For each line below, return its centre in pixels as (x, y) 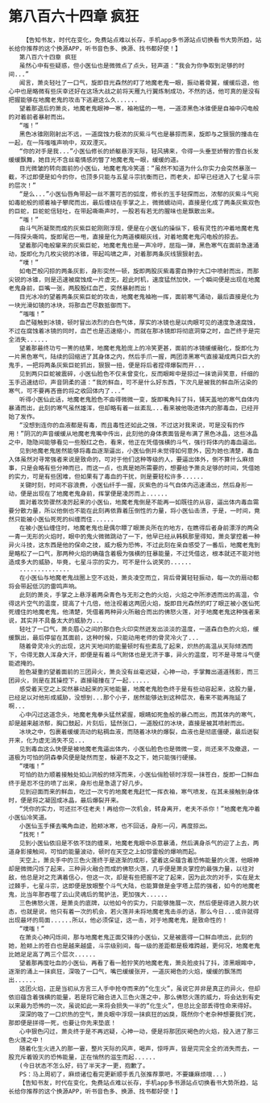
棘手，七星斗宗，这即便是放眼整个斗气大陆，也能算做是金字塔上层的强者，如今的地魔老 (137, 886)
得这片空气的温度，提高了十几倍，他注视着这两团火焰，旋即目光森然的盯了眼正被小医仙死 (134, 603)
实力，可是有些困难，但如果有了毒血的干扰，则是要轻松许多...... (109, 476)
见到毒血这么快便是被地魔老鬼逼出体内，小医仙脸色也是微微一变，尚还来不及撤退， (136, 749)
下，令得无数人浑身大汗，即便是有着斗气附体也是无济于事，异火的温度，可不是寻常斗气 (131, 655)
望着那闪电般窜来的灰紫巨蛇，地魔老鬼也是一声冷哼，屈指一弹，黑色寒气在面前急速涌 (139, 245)
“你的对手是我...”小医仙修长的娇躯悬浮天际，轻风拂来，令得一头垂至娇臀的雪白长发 (139, 151)
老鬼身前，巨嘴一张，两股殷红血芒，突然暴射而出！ (81, 288)
